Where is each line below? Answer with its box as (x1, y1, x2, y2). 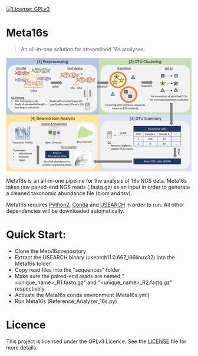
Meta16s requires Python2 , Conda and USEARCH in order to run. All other (6, 201, 184, 209)
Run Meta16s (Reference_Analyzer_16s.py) (14, 298, 117, 305)
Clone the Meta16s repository (14, 248, 87, 255)
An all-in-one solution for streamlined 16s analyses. (20, 45, 146, 52)
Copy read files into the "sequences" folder (14, 266, 121, 273)
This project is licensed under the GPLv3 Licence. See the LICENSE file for (6, 338, 187, 345)
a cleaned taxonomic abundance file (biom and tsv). (6, 190, 133, 197)
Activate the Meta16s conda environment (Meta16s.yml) (14, 291, 150, 298)
